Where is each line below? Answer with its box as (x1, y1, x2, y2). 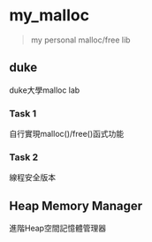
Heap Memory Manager (9, 198, 143, 213)
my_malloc (9, 5, 90, 26)
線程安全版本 (9, 172, 56, 183)
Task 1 (9, 107, 37, 119)
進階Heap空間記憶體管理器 (9, 223, 107, 234)
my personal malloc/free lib (30, 34, 131, 45)
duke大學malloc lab (9, 85, 80, 95)
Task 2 (9, 151, 39, 163)
